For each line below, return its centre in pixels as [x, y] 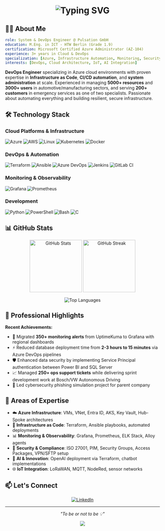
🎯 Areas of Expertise [37, 400]
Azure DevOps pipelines [37, 355]
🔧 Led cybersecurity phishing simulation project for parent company [81, 385]
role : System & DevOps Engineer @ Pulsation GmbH [57, 40]
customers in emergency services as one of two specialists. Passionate [78, 93]
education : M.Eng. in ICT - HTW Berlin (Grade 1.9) [59, 44]
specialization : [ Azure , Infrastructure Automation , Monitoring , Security [83, 58]
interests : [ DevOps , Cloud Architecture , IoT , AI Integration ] [71, 63]
